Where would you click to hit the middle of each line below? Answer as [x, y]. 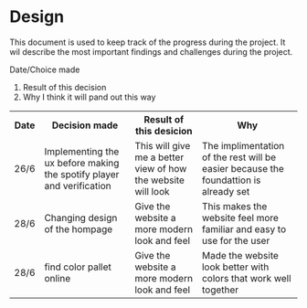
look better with [235, 267]
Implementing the [82, 151]
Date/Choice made [45, 69]
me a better [159, 157]
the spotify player [82, 174]
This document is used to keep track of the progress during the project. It [148, 42]
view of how [161, 168]
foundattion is [231, 180]
